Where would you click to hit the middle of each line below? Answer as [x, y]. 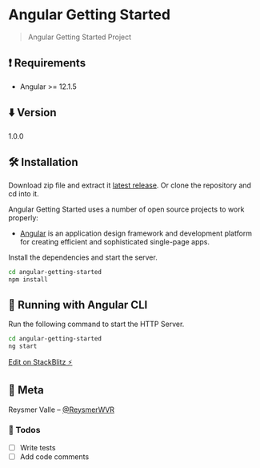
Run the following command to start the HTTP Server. [96, 324]
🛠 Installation [43, 162]
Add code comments [54, 456]
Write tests [38, 447]
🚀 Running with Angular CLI [78, 305]
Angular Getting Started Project [80, 37]
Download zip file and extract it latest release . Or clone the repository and [130, 185]
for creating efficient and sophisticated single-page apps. [115, 242]
